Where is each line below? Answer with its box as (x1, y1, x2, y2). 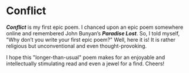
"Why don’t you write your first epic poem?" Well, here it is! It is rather (6, 36, 175, 43)
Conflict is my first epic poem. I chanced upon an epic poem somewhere (6, 24, 184, 31)
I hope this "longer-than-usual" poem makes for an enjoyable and (6, 54, 165, 61)
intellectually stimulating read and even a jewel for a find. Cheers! (6, 60, 165, 67)
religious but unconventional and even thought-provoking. (6, 42, 147, 49)
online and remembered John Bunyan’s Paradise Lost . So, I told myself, (6, 29, 180, 36)
